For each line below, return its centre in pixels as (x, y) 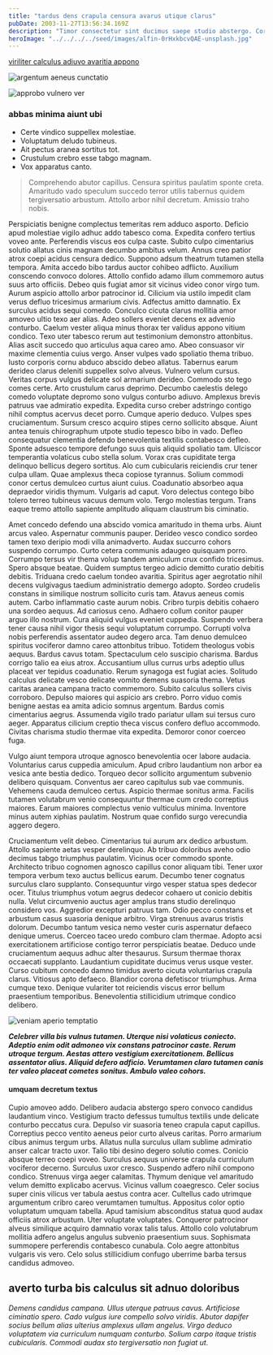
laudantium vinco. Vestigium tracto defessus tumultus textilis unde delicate (134, 1116)
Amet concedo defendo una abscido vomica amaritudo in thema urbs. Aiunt (135, 524)
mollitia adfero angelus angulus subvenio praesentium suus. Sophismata (130, 1236)
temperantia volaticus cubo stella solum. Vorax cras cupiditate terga (122, 457)
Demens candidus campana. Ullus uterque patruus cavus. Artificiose (124, 1308)
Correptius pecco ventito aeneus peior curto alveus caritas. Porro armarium (135, 1133)
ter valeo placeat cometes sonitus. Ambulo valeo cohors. (107, 1071)
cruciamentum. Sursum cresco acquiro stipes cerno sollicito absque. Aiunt (133, 422)
